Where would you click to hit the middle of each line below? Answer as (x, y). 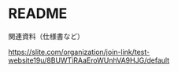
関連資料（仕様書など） (46, 36)
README (38, 14)
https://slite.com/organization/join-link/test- (79, 52)
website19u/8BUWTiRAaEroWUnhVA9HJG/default (89, 60)
